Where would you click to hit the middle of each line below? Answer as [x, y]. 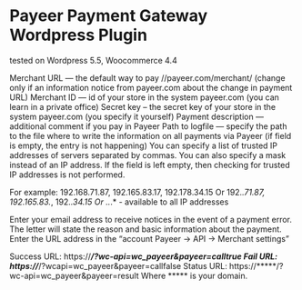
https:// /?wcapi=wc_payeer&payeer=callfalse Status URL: [118, 265]
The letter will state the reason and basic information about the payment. [146, 229]
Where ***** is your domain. [194, 275]
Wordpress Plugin [79, 35]
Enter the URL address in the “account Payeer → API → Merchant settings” [149, 238]
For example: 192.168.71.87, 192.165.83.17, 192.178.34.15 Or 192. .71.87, [137, 192]
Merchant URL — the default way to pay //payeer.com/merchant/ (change [147, 77]
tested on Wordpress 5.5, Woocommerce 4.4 [93, 60]
